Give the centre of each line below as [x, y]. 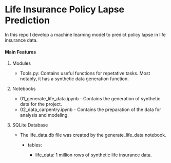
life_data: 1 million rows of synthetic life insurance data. [93, 155]
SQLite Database [30, 125]
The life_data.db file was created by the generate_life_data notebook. [93, 135]
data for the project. [41, 104]
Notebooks [24, 89]
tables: [35, 145]
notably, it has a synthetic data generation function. [74, 79]
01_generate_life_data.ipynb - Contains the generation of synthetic [90, 99]
